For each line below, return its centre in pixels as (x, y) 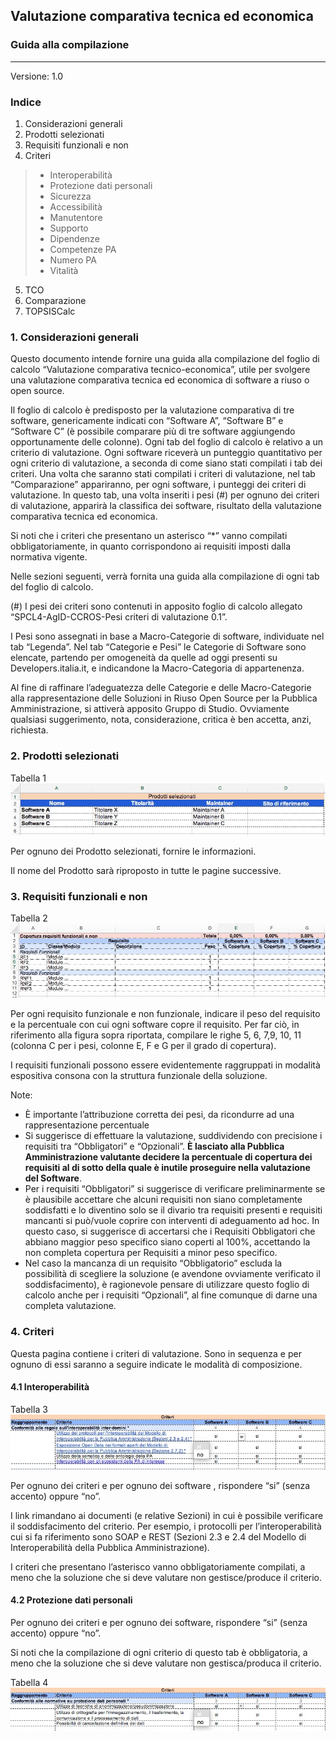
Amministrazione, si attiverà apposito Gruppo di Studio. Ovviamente (150, 709)
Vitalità (64, 270)
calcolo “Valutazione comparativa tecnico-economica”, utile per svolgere (160, 370)
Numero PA (73, 260)
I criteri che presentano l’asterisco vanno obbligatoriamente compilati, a (158, 1566)
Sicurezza (70, 196)
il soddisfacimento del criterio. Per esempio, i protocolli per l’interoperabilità (166, 1526)
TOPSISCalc (50, 311)
